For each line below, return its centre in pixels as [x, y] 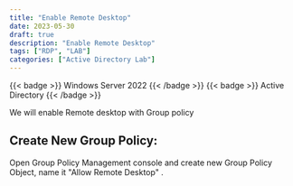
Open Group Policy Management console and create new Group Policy [141, 163]
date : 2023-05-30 [42, 26]
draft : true [32, 34]
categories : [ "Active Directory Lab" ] [82, 60]
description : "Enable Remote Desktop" [82, 43]
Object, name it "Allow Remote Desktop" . [87, 172]
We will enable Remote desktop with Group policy [102, 112]
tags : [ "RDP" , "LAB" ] [50, 51]
